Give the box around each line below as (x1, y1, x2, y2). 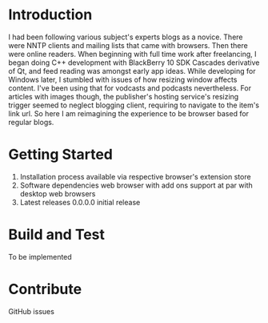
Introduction (8, 6, 93, 24)
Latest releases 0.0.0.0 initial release (19, 197, 141, 207)
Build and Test (8, 226, 106, 244)
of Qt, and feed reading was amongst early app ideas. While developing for (8, 66, 256, 75)
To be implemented (8, 252, 72, 261)
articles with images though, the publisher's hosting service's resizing (8, 91, 239, 101)
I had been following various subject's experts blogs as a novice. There (8, 32, 243, 42)
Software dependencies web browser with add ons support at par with (19, 180, 254, 190)
